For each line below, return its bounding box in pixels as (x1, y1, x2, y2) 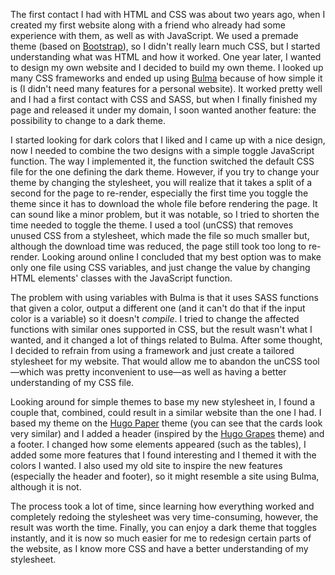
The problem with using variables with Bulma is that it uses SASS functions (10, 292, 319, 303)
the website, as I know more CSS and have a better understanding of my (10, 543, 309, 554)
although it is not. (10, 481, 82, 493)
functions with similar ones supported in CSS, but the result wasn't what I (10, 324, 313, 335)
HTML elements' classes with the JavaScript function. (10, 272, 233, 284)
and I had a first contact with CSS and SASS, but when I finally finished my (10, 94, 318, 105)
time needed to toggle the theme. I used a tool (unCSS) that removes (10, 219, 294, 231)
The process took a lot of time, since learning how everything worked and (10, 500, 315, 512)
